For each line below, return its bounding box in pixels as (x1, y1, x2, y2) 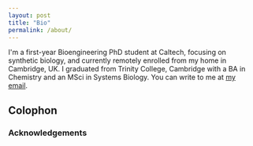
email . (8, 81, 28, 90)
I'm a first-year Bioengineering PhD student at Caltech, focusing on (8, 48, 227, 57)
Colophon (8, 104, 58, 117)
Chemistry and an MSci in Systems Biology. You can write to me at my (8, 72, 236, 82)
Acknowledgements (8, 127, 87, 138)
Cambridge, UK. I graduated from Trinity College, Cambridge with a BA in (8, 64, 246, 74)
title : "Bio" (8, 19, 51, 27)
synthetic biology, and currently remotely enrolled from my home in (8, 56, 227, 65)
